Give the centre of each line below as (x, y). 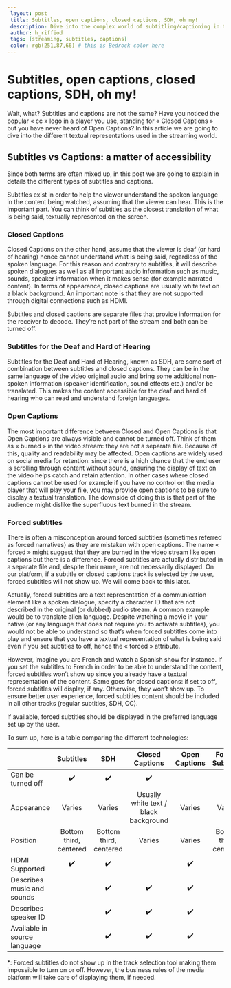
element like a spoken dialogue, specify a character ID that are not (101, 602)
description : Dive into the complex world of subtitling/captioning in (115, 26)
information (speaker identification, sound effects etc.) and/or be (121, 384)
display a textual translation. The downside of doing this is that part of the (111, 497)
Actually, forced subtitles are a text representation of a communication (107, 595)
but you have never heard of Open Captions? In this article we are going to (112, 128)
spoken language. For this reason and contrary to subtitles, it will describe (112, 264)
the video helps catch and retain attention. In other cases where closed (108, 475)
